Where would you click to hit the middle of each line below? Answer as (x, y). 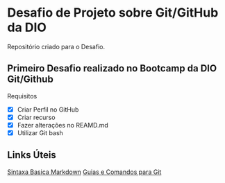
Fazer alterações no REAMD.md (63, 125)
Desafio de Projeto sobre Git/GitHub (113, 13)
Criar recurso (36, 117)
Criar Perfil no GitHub (48, 110)
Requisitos (22, 96)
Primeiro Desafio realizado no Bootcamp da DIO (112, 68)
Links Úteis (32, 155)
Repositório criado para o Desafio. (56, 46)
